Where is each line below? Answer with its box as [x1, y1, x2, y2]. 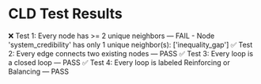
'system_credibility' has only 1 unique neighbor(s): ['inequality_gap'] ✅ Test [8, 40, 253, 49]
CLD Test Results [8, 5, 123, 23]
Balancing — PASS [8, 67, 70, 76]
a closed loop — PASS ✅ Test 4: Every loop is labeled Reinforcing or [8, 57, 231, 67]
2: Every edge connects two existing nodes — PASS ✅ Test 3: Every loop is [8, 48, 254, 58]
